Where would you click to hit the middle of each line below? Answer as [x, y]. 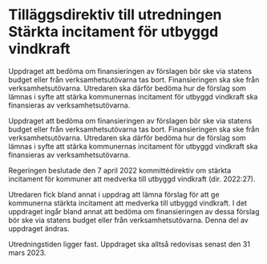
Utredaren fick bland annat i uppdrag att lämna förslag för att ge [114, 194]
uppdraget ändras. [39, 228]
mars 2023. [27, 252]
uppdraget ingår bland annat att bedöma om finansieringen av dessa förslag [134, 211]
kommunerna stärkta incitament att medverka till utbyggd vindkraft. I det [127, 203]
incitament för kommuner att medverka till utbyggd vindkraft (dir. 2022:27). [132, 179]
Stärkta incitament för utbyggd [113, 32]
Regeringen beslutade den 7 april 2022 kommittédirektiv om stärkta [120, 170]
